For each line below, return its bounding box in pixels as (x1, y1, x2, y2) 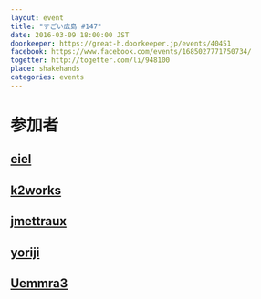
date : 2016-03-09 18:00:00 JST (10, 30, 130, 39)
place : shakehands (10, 65, 80, 74)
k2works (10, 182, 62, 198)
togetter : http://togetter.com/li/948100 (10, 56, 171, 65)
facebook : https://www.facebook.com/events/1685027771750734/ (10, 47, 252, 57)
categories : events (10, 73, 85, 82)
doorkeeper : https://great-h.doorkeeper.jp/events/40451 (10, 38, 232, 48)
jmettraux (10, 213, 68, 229)
